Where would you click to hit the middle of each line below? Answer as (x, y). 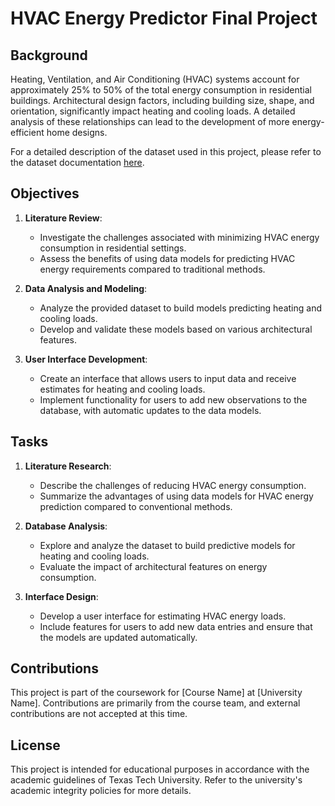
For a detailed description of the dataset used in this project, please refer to (166, 151)
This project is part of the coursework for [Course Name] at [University (156, 693)
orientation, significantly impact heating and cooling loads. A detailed (153, 111)
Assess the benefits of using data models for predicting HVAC (167, 258)
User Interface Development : (86, 359)
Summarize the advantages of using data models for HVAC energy (176, 496)
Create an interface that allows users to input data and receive (168, 378)
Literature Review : (63, 218)
